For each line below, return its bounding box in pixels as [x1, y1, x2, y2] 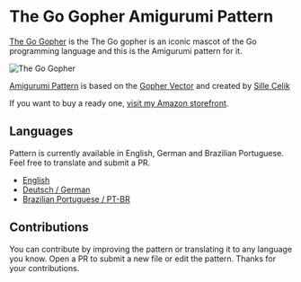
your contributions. [9, 262, 80, 273]
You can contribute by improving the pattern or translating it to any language [9, 243, 293, 254]
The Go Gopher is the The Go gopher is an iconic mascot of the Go [9, 36, 258, 47]
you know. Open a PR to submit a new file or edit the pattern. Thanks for [9, 253, 277, 264]
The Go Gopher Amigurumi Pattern [9, 6, 274, 27]
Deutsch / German [22, 184, 91, 195]
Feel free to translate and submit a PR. [9, 157, 151, 168]
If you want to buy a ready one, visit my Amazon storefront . [9, 97, 229, 109]
